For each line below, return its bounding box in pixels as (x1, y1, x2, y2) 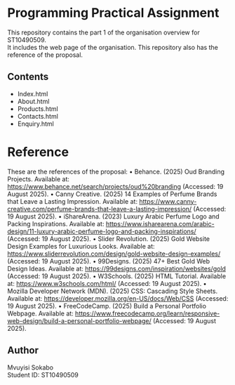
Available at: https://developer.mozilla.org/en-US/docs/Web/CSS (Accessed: (7, 294, 229, 303)
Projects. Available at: (7, 174, 70, 183)
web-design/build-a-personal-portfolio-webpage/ (7, 316, 152, 325)
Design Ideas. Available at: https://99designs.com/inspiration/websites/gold (7, 264, 227, 273)
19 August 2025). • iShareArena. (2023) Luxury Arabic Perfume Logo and (7, 212, 220, 221)
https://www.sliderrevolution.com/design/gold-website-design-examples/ (7, 249, 221, 258)
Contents (7, 71, 49, 83)
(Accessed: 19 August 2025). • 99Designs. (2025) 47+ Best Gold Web (7, 256, 210, 265)
